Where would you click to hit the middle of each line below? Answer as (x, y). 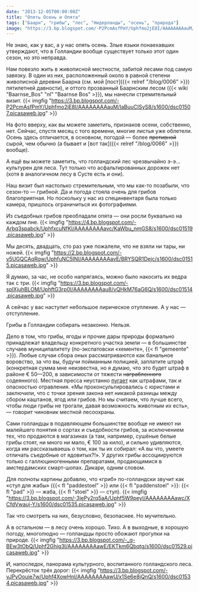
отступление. (23, 313)
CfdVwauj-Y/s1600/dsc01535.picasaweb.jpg (60, 504)
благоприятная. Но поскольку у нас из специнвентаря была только (92, 198)
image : (14, 28)
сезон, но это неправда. (37, 58)
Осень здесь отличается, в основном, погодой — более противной (91, 138)
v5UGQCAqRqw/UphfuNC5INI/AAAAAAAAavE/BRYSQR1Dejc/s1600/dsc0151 (99, 259)
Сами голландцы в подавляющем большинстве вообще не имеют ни (94, 424)
